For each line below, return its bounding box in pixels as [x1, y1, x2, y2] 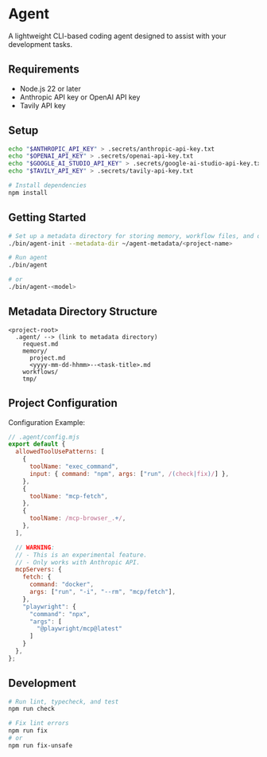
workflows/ [22, 368, 59, 376]
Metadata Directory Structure [8, 305, 157, 318]
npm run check [8, 705, 56, 713]
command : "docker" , [29, 580, 94, 589]
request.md [22, 340, 59, 348]
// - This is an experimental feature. [15, 551, 148, 559]
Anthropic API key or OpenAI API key [19, 92, 141, 102]
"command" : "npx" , [29, 610, 91, 618]
